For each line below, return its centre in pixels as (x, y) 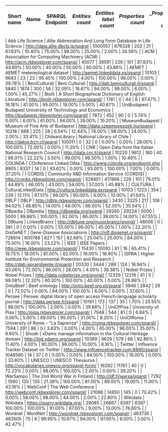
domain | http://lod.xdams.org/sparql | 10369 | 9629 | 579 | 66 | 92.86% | (80, 339)
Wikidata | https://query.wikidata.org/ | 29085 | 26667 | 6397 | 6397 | (77, 403)
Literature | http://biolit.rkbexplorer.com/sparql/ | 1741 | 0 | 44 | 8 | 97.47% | (82, 99)
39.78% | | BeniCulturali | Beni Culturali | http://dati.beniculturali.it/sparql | (81, 83)
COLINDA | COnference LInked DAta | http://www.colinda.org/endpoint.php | (84, 163)
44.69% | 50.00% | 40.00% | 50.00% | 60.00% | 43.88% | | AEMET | (76, 67)
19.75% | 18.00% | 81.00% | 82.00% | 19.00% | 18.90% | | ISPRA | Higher (80, 254)
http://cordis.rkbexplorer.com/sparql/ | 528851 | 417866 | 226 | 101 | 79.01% (83, 179)
